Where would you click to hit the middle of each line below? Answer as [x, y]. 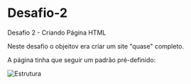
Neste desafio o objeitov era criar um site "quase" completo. [96, 46]
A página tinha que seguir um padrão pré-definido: [82, 60]
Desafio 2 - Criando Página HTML [57, 32]
